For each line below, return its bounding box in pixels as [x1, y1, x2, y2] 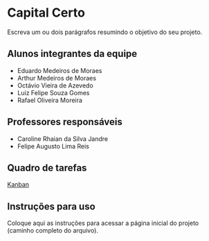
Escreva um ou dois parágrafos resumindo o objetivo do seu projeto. [7, 28, 203, 36]
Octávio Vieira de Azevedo [17, 81, 93, 90]
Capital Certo [7, 5, 85, 21]
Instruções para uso [7, 200, 96, 213]
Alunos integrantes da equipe [7, 48, 138, 60]
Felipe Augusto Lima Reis [17, 142, 90, 150]
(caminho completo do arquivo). [7, 226, 99, 235]
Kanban [7, 181, 30, 189]
